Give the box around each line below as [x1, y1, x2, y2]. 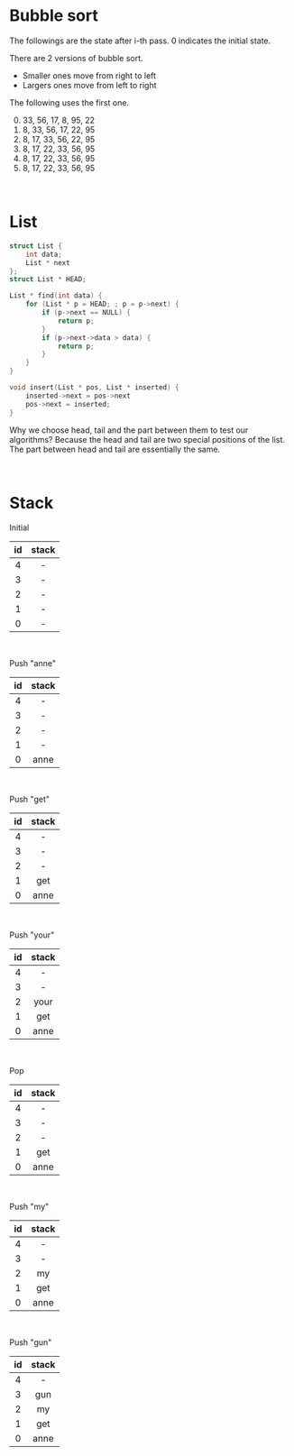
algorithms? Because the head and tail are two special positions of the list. [9, 434, 286, 444]
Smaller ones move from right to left [22, 69, 156, 81]
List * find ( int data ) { [9, 291, 103, 300]
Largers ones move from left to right [22, 79, 157, 90]
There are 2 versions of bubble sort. [9, 52, 143, 63]
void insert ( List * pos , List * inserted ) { [9, 383, 179, 392]
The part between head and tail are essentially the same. [9, 444, 221, 454]
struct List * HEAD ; [9, 275, 87, 284]
